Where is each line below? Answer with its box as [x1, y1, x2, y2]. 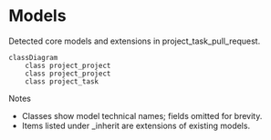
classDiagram [8, 53, 58, 62]
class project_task [25, 76, 99, 86]
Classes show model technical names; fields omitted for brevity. [21, 110, 263, 121]
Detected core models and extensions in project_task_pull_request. [8, 35, 261, 46]
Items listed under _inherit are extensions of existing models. [21, 120, 251, 131]
